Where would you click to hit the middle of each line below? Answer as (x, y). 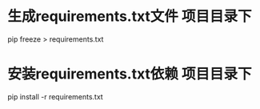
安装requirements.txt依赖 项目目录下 (130, 74)
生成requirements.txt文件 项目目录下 (130, 16)
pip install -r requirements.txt (55, 96)
